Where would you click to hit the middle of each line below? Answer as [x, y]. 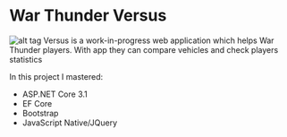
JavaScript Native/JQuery [70, 123]
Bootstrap [40, 113]
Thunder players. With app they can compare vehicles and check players [144, 49]
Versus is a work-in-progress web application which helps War [159, 40]
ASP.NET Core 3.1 [55, 94]
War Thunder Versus [88, 16]
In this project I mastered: [56, 76]
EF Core [37, 103]
